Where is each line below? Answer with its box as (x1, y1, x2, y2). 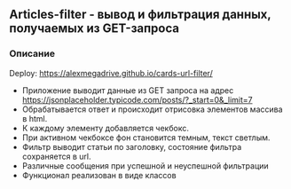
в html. (21, 113, 48, 123)
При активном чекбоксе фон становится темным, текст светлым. (21, 132, 271, 143)
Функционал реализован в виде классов (21, 169, 177, 180)
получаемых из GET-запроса (9, 21, 180, 36)
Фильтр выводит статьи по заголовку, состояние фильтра (21, 141, 242, 152)
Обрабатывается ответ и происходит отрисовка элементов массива (21, 104, 283, 114)
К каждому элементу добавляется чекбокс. (21, 122, 189, 133)
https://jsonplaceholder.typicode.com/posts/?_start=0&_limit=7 (21, 94, 253, 105)
